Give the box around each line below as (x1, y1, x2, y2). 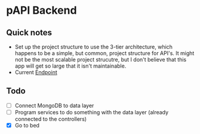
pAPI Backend (6, 4, 77, 17)
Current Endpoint (14, 69, 58, 75)
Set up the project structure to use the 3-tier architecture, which (14, 43, 173, 50)
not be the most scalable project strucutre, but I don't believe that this (14, 56, 187, 63)
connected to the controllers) (14, 115, 87, 123)
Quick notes (6, 28, 53, 38)
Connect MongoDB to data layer (14, 102, 94, 109)
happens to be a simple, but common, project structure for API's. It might (14, 50, 195, 57)
